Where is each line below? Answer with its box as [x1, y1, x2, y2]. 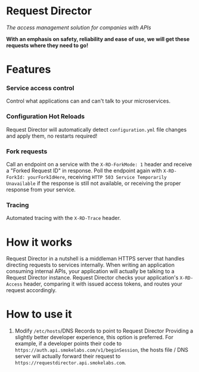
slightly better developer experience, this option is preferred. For [14, 334, 174, 341]
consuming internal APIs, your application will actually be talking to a [6, 268, 175, 275]
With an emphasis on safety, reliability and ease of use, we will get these [6, 35, 190, 42]
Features [6, 63, 51, 76]
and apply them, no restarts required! [6, 132, 98, 139]
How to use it [6, 308, 73, 321]
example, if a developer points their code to [14, 340, 122, 347]
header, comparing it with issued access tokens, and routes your [23, 280, 183, 287]
